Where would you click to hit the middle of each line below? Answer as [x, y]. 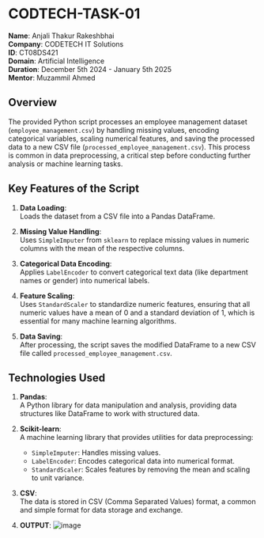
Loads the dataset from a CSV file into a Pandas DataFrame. [117, 216]
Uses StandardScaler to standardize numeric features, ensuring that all [135, 304]
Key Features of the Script [74, 189]
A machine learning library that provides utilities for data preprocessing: [136, 438]
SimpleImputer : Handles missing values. [96, 453]
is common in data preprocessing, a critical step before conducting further [130, 155]
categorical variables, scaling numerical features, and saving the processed [132, 138]
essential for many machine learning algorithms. [98, 320]
